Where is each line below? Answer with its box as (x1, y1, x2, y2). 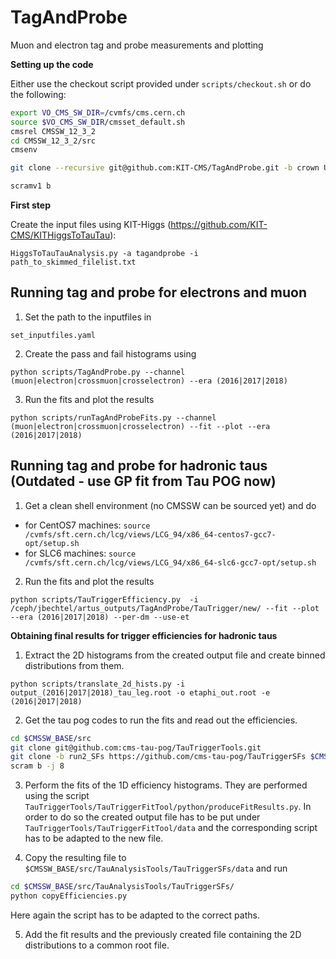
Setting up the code (10, 58, 94, 70)
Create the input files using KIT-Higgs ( (10, 219, 172, 231)
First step (10, 199, 51, 211)
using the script (24, 790, 90, 802)
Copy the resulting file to (24, 852, 127, 864)
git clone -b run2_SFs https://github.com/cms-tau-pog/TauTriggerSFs (10, 752, 307, 762)
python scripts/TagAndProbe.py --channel (10, 367, 186, 377)
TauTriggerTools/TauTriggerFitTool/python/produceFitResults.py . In (24, 801, 312, 813)
